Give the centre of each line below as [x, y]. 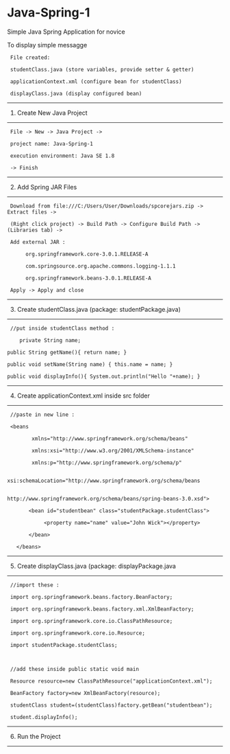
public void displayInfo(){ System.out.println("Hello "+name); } [104, 376]
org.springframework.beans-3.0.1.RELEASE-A [88, 278]
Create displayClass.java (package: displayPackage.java [97, 566]
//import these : [35, 585]
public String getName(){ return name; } [67, 352]
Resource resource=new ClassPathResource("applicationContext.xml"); [111, 681]
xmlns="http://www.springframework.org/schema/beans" [110, 438]
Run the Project [39, 736]
